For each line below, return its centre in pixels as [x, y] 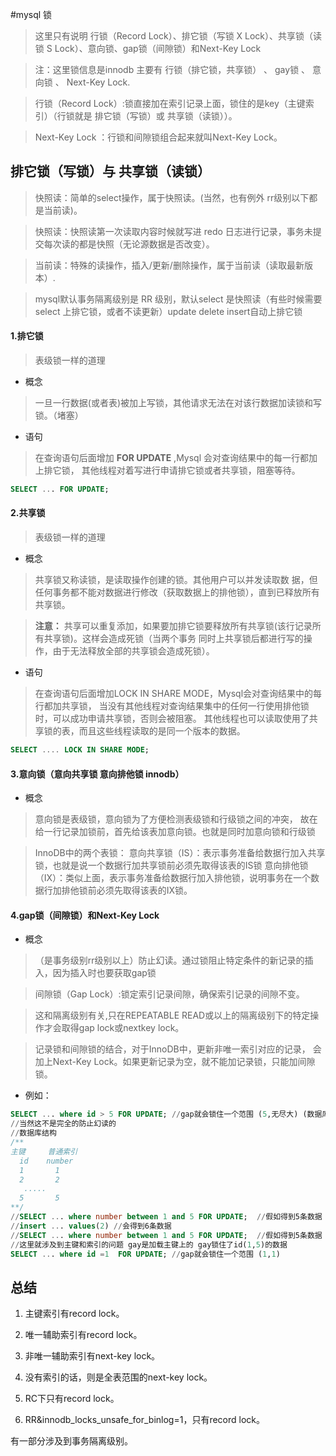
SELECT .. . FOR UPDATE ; [60, 489]
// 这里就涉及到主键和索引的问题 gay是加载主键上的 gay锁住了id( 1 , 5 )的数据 [149, 1244]
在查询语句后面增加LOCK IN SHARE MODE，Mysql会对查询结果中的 [174, 694]
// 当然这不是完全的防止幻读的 [63, 1124]
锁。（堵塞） [59, 415]
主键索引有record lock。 [74, 1314]
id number [46, 1161]
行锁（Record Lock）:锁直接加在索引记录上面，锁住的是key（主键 [170, 103]
